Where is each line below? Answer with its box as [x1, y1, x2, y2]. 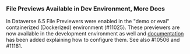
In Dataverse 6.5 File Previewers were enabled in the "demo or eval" [6, 18, 170, 25]
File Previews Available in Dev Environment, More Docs [6, 5, 165, 13]
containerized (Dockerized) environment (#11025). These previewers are [6, 24, 180, 31]
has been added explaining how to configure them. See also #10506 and [6, 37, 180, 44]
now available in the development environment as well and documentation [6, 30, 184, 37]
